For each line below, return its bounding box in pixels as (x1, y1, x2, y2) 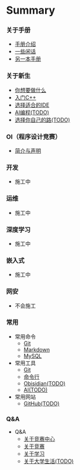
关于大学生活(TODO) (23, 458, 74, 465)
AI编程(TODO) (14, 108, 49, 116)
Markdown (23, 346, 50, 353)
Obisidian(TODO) (23, 380, 66, 387)
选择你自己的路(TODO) (14, 116, 71, 123)
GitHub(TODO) (23, 400, 60, 407)
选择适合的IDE (14, 101, 50, 108)
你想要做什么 (14, 86, 46, 93)
